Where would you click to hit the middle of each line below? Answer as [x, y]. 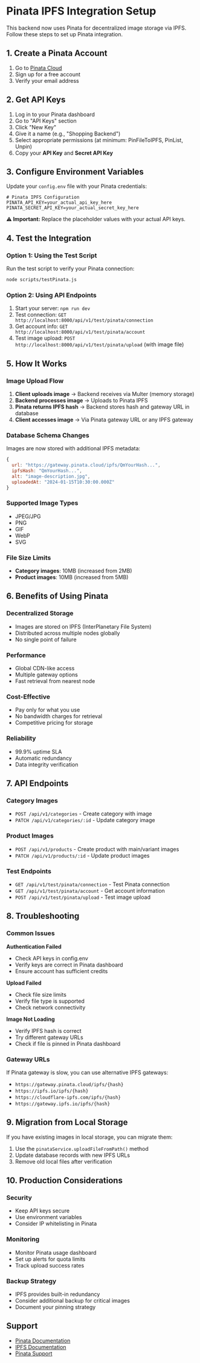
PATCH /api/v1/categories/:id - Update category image [85, 820]
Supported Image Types [42, 503]
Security [19, 1198]
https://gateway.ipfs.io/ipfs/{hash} [63, 1104]
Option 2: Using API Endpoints [51, 295]
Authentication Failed [34, 947]
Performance [26, 655]
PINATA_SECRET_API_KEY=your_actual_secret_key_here [73, 208]
